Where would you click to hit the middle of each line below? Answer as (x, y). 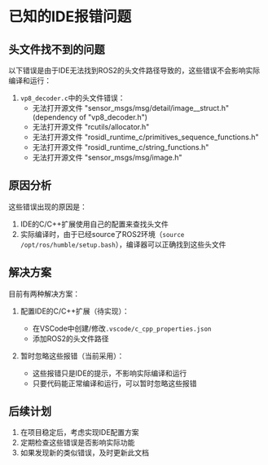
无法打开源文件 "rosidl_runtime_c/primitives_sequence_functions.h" (145, 137)
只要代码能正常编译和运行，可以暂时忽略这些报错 (114, 383)
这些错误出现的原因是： (48, 206)
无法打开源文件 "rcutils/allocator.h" (91, 127)
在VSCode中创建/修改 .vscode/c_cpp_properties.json (122, 328)
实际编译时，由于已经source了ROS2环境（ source (102, 234)
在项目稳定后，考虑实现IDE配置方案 (80, 432)
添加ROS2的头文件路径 (70, 338)
